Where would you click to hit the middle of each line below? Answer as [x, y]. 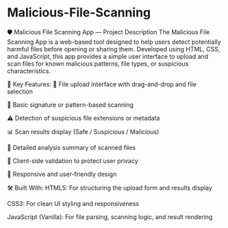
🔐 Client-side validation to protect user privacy [73, 161]
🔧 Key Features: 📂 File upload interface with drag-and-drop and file [102, 84]
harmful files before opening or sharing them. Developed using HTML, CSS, [114, 49]
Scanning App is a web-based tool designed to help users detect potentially [114, 42]
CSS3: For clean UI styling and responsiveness [73, 203]
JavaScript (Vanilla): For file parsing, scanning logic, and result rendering [110, 216]
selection [20, 91]
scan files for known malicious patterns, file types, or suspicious [98, 64]
